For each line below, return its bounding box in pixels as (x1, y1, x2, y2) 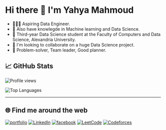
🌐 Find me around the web (5, 106, 88, 115)
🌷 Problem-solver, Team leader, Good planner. (12, 47, 107, 53)
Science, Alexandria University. (12, 37, 76, 43)
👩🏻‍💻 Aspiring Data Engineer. (12, 21, 71, 27)
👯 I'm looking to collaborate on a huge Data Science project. (12, 42, 135, 47)
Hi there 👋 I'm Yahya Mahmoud (5, 4, 134, 16)
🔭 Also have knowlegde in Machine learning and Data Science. (12, 26, 140, 32)
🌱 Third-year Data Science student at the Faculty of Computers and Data (12, 31, 161, 37)
